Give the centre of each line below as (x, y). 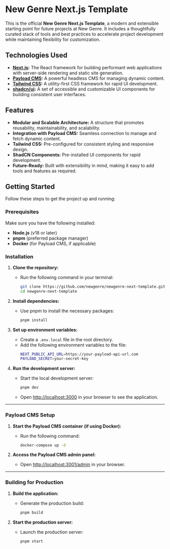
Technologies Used (36, 55)
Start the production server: (43, 522)
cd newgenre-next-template (49, 291)
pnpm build (32, 512)
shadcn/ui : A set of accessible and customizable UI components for (84, 89)
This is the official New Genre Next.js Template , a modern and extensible (82, 23)
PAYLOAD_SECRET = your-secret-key (54, 359)
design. (20, 149)
